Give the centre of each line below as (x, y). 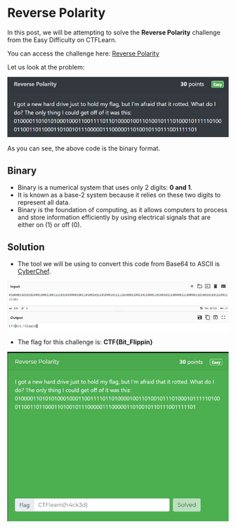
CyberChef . (34, 271)
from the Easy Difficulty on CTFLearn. (62, 39)
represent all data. (44, 202)
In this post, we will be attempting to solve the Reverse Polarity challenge (114, 32)
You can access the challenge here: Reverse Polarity (83, 53)
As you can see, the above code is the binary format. (84, 148)
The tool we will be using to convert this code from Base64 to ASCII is (118, 264)
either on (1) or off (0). (50, 225)
